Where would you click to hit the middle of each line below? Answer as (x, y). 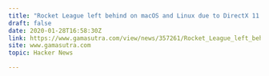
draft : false (30, 23)
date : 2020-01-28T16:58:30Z (55, 30)
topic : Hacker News (41, 53)
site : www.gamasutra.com (50, 46)
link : (17, 38)
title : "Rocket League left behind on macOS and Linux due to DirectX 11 (134, 16)
